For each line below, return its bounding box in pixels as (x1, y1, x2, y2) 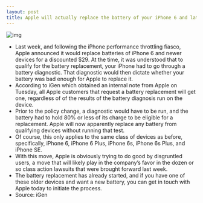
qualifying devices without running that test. (14, 127, 125, 134)
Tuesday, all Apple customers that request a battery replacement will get (14, 88, 196, 95)
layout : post (6, 8, 39, 15)
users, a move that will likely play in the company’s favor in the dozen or (14, 159, 195, 166)
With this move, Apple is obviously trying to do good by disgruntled (14, 152, 183, 159)
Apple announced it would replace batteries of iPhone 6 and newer (14, 49, 182, 56)
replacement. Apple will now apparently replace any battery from (14, 120, 177, 127)
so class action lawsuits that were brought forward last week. (14, 165, 168, 173)
